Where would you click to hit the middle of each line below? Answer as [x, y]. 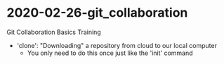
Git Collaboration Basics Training [54, 32]
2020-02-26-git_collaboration [97, 13]
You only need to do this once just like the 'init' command [110, 53]
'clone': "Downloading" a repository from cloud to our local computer [117, 45]
